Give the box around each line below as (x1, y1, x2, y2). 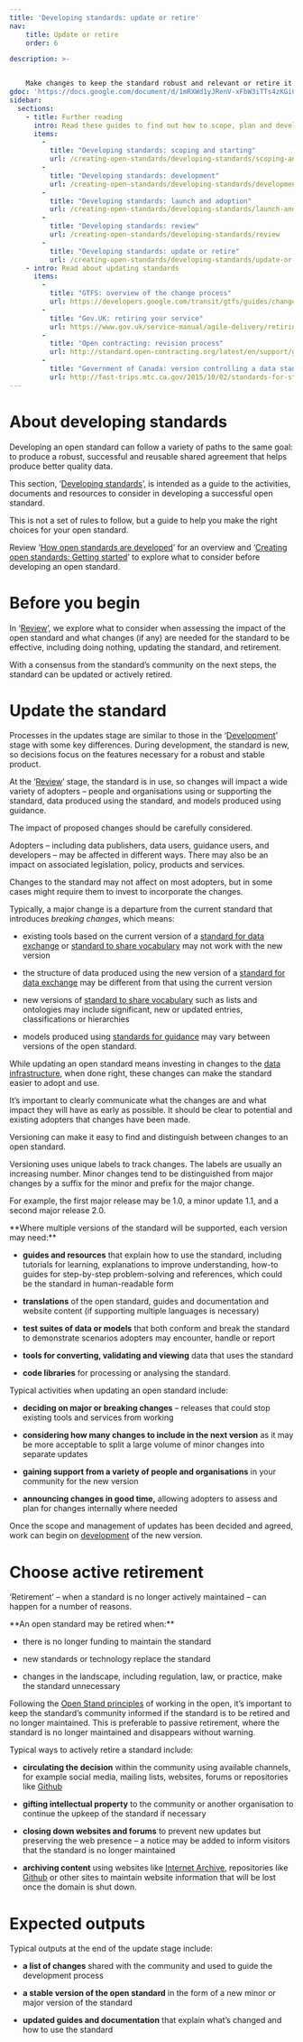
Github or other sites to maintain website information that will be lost (22, 1872, 277, 1883)
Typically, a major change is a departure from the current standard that (9, 904, 273, 914)
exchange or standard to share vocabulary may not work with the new (22, 941, 283, 951)
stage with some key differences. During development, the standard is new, (9, 739, 290, 750)
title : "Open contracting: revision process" (49, 339, 224, 348)
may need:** (9, 1232, 57, 1243)
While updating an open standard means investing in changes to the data (9, 1058, 281, 1070)
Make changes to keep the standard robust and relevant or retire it (25, 79, 293, 88)
